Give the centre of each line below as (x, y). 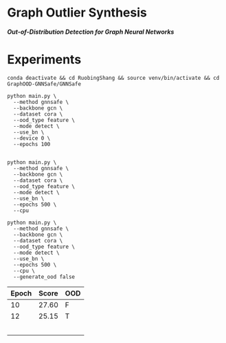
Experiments (44, 60)
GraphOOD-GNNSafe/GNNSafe (44, 84)
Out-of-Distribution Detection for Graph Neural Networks (91, 32)
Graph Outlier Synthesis (77, 13)
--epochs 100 (32, 144)
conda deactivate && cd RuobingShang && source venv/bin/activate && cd (113, 78)
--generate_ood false (44, 277)
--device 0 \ (32, 138)
